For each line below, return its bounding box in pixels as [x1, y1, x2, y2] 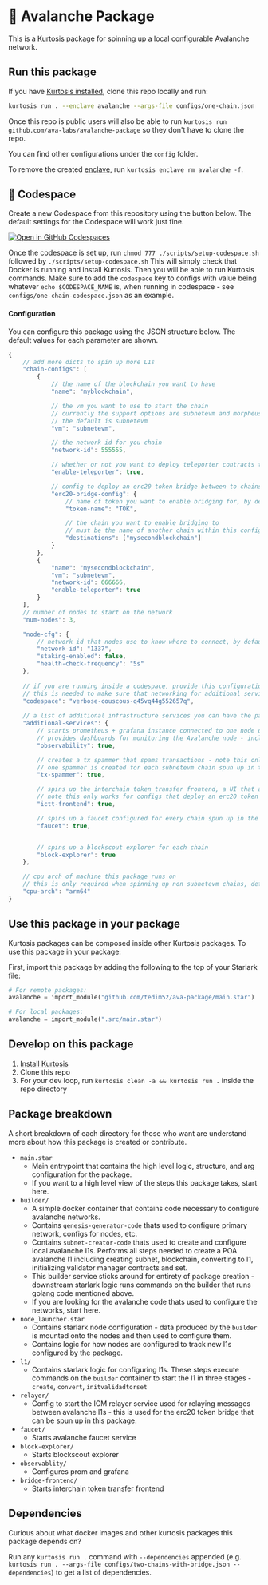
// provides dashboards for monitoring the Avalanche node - [37, 734, 245, 742]
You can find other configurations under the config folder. [8, 149, 199, 158]
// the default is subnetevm [50, 417, 148, 425]
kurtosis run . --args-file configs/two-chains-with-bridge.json [8, 1560, 230, 1568]
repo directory [19, 1084, 68, 1094]
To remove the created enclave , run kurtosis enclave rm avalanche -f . [8, 164, 243, 174]
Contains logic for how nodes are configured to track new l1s [31, 1339, 232, 1349]
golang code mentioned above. [31, 1288, 135, 1297]
